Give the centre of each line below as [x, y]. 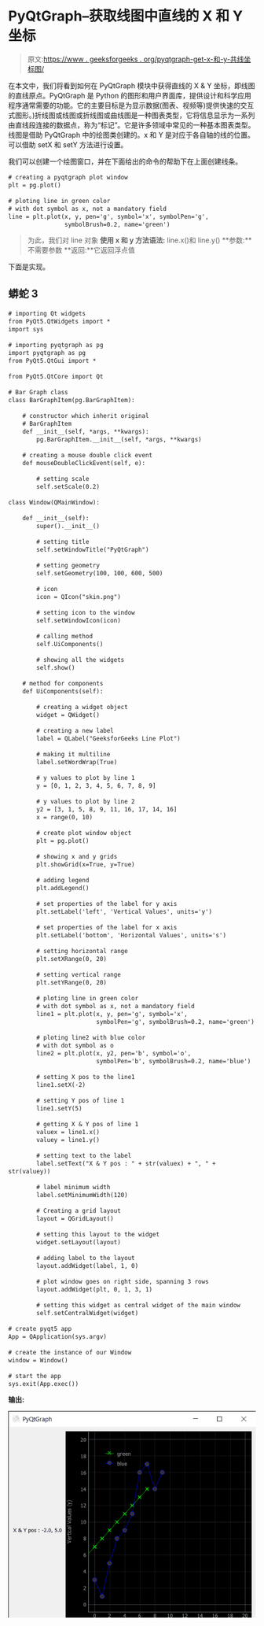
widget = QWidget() [68, 715]
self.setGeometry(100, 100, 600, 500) [100, 573]
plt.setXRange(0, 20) [72, 959]
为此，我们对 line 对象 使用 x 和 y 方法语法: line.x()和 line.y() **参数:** [139, 240]
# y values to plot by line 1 [86, 778]
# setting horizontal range [82, 951]
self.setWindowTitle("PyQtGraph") [93, 549]
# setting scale [63, 479]
